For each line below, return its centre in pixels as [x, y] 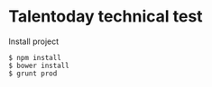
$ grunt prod [33, 74]
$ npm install [35, 57]
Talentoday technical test [106, 17]
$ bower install [39, 65]
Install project [34, 41]
